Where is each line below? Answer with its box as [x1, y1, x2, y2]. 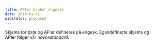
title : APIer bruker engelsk [5, 7, 64, 12]
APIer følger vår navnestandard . [5, 34, 69, 40]
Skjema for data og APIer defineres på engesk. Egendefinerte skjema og [5, 30, 150, 35]
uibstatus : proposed [5, 16, 47, 21]
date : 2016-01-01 [5, 12, 40, 16]
